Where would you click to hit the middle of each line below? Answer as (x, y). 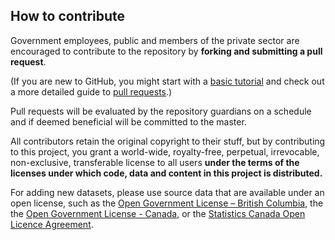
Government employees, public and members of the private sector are (155, 40)
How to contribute (68, 16)
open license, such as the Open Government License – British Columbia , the (167, 203)
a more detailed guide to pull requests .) (91, 91)
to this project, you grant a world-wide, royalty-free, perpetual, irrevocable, (165, 151)
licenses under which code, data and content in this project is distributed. (166, 173)
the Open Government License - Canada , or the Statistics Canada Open (158, 213)
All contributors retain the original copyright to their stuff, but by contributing (168, 141)
